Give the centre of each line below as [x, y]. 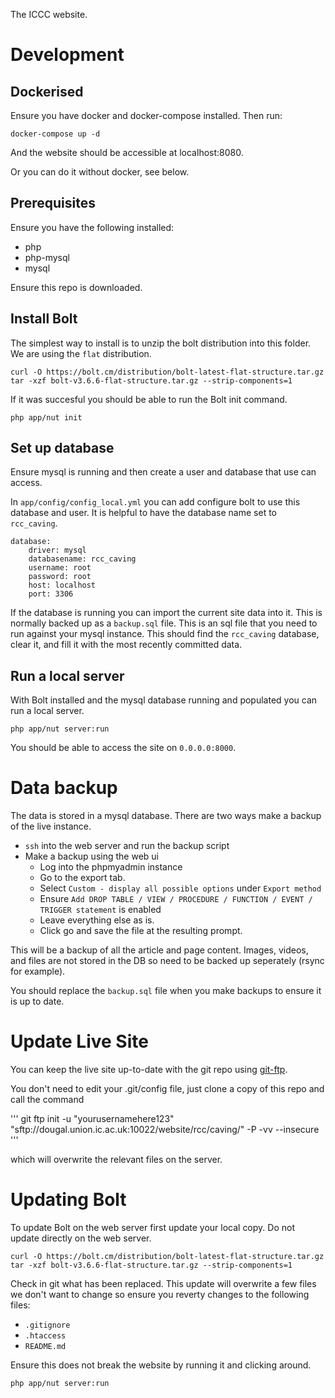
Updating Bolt [68, 1200]
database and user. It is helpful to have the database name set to [144, 513]
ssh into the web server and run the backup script [127, 846]
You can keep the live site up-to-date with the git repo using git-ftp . [149, 1070]
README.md [45, 1347]
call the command [47, 1100]
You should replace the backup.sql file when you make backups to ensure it [166, 991]
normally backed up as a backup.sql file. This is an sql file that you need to [164, 623]
